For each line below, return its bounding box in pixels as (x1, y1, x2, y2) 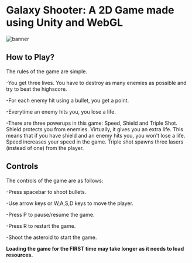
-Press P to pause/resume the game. (6, 211, 95, 218)
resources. (6, 251, 33, 258)
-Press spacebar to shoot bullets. (6, 188, 87, 195)
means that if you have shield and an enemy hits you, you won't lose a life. (6, 132, 186, 139)
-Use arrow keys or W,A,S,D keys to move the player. (6, 200, 133, 207)
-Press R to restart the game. (6, 222, 76, 229)
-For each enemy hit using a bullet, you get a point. (6, 97, 129, 104)
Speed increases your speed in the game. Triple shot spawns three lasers (6, 138, 184, 145)
